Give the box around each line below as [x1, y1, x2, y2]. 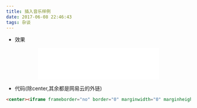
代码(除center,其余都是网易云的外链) [14, 85, 103, 92]
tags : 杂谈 [6, 19, 31, 25]
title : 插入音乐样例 [6, 8, 51, 15]
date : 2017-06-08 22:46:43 [6, 14, 72, 20]
